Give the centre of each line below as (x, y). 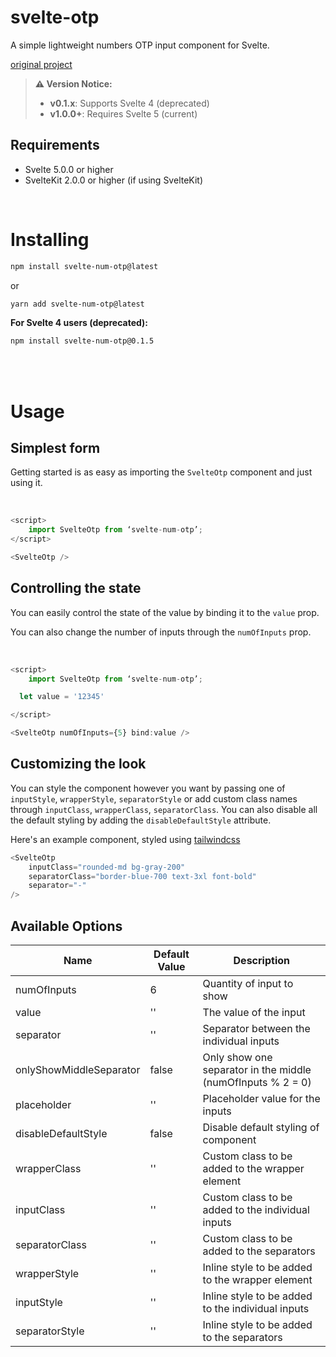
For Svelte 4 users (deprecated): (79, 323)
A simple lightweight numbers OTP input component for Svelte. (140, 45)
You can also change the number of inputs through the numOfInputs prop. (161, 632)
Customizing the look (78, 764)
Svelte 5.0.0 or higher (69, 169)
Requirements (55, 145)
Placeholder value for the (261, 1098)
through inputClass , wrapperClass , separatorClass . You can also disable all (164, 809)
